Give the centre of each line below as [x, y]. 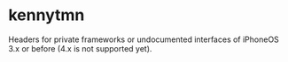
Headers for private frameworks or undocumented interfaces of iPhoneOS [144, 39]
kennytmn [47, 15]
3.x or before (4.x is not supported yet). [80, 48]
